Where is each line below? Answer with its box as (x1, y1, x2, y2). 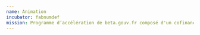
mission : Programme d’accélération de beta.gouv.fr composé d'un (6, 20, 171, 26)
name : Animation (6, 8, 46, 15)
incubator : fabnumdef (6, 14, 60, 20)
